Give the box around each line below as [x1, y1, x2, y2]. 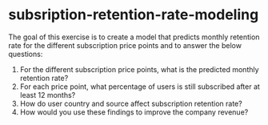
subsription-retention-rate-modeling [8, 6, 259, 24]
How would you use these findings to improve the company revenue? [19, 107, 249, 117]
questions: [8, 49, 43, 58]
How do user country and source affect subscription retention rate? [19, 99, 242, 108]
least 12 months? [19, 90, 76, 99]
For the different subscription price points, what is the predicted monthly [19, 64, 259, 74]
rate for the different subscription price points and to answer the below [8, 40, 242, 50]
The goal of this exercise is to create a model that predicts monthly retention [8, 32, 260, 42]
